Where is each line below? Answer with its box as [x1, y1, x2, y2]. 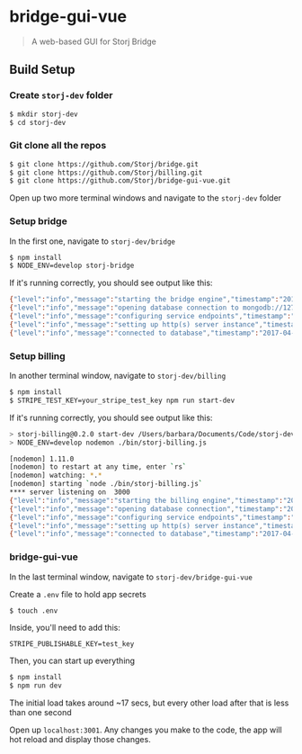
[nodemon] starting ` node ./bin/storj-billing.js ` [9, 480, 203, 489]
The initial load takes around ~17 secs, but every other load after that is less [9, 697, 289, 708]
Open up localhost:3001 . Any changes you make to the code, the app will [9, 724, 282, 735]
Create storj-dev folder [9, 89, 113, 102]
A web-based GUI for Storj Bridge [31, 36, 157, 47]
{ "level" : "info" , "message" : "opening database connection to [9, 303, 240, 312]
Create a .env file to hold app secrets [9, 588, 147, 599]
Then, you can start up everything [9, 655, 136, 667]
